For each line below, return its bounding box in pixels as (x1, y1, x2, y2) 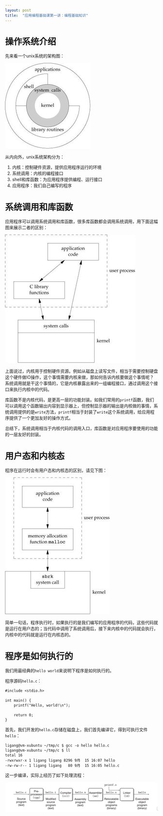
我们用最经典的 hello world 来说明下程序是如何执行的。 (5, 668, 114, 674)
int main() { (5, 698, 32, 703)
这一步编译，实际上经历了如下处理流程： (5, 772, 86, 779)
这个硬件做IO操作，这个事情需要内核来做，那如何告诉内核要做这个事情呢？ (5, 374, 154, 380)
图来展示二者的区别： (5, 224, 48, 231)
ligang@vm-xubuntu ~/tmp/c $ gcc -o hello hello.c (5, 743, 110, 748)
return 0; (14, 713, 34, 718)
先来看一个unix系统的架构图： (5, 53, 65, 59)
